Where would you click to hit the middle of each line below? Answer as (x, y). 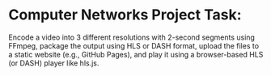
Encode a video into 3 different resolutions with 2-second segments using (131, 37)
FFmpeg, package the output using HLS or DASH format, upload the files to (134, 45)
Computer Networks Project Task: (125, 15)
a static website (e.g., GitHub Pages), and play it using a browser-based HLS (136, 54)
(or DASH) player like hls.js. (54, 63)
